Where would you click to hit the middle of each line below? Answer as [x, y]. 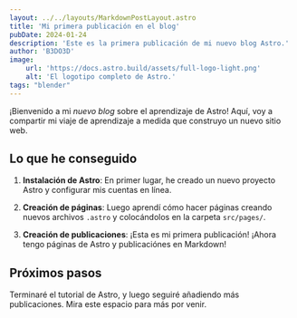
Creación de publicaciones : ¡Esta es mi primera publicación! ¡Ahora [149, 235]
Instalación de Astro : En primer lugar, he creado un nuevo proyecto [149, 180]
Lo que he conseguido [73, 159]
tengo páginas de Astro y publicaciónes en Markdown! [125, 245]
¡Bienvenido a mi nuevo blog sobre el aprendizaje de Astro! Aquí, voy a [141, 111]
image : [22, 60]
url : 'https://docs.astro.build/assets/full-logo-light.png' [143, 69]
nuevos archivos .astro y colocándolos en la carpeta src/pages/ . [144, 217]
